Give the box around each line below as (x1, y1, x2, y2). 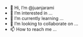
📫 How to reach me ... (10, 26, 57, 32)
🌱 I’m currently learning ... (10, 15, 64, 21)
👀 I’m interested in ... (10, 10, 53, 16)
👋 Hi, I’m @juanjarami (10, 5, 54, 10)
